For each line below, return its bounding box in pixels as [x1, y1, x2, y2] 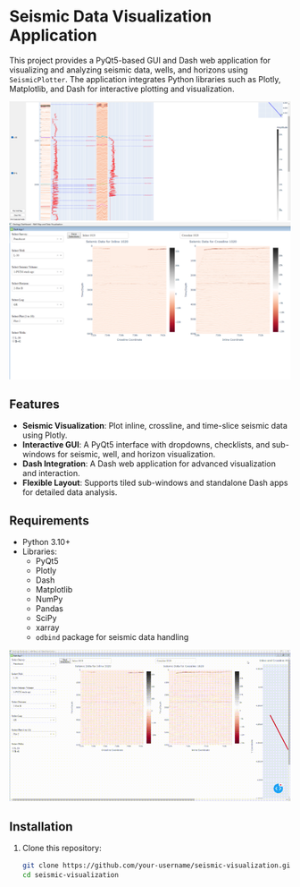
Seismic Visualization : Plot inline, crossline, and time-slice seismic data [21, 421, 288, 431]
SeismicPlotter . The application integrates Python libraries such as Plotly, [9, 73, 281, 84]
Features [9, 397, 60, 412]
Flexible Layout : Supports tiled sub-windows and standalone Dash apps [21, 477, 288, 489]
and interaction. [21, 468, 80, 479]
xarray [35, 622, 60, 633]
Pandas [35, 603, 64, 614]
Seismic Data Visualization [9, 6, 212, 27]
